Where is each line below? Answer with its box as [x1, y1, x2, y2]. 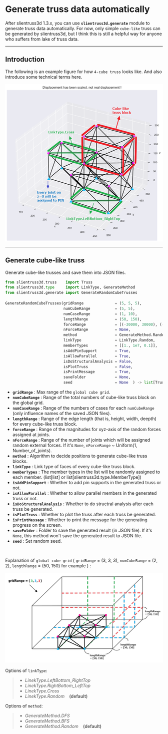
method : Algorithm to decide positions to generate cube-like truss [12, 453, 147, 459]
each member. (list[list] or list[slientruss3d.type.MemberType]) [12, 474, 141, 480]
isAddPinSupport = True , [63, 348, 131, 353]
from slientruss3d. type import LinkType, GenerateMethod [5, 285, 135, 290]
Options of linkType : [5, 667, 47, 673]
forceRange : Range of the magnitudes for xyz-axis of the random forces [12, 427, 161, 433]
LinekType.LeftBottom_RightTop [24, 677, 91, 683]
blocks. [12, 458, 28, 464]
